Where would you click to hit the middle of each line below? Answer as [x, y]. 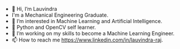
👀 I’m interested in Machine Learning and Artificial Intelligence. [87, 21]
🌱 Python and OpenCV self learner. [54, 27]
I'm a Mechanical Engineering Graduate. [60, 15]
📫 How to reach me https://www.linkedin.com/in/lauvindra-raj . [87, 40]
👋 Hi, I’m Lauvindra [34, 9]
